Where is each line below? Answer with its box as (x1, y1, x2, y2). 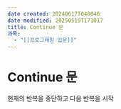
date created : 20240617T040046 (7, 10, 100, 18)
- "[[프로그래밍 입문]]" (14, 37, 77, 44)
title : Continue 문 (7, 23, 64, 30)
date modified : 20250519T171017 (7, 17, 103, 24)
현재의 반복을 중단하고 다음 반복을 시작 (7, 94, 114, 103)
